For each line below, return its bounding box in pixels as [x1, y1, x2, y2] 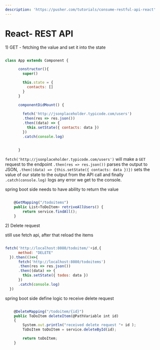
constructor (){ [18, 67, 49, 72]
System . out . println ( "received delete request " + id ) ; [22, 323, 137, 328]
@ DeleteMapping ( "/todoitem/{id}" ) [14, 309, 84, 314]
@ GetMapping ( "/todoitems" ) [14, 200, 69, 205]
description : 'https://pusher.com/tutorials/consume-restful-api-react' [5, 7, 156, 12]
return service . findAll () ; [22, 209, 78, 214]
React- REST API [5, 28, 74, 39]
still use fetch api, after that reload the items [5, 232, 94, 238]
